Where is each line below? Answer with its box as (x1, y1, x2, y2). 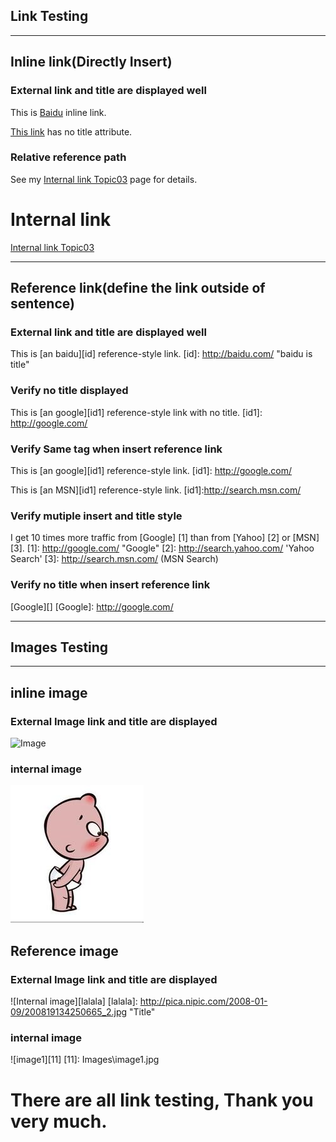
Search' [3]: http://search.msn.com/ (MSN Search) (10, 553, 219, 565)
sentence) (10, 295, 75, 313)
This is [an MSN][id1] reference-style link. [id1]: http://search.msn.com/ (10, 484, 302, 496)
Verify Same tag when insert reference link (10, 442, 223, 456)
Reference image (10, 942, 119, 959)
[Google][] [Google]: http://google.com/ (10, 600, 174, 613)
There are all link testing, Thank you (10, 1089, 314, 1111)
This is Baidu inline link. (10, 106, 107, 118)
